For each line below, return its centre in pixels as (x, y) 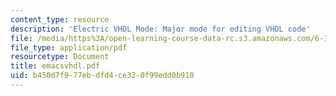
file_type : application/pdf (69, 47)
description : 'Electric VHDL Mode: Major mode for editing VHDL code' (160, 29)
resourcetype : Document (60, 57)
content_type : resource (60, 19)
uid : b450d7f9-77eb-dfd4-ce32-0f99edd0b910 (102, 76)
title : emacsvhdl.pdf (55, 66)
